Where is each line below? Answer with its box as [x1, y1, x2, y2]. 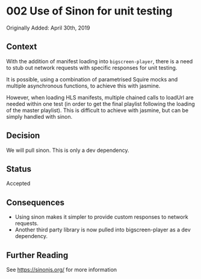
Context [6, 42, 37, 52]
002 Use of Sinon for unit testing [6, 4, 173, 18]
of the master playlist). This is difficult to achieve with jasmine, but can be [6, 107, 189, 114]
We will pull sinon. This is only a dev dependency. [6, 146, 129, 154]
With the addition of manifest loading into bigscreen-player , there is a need [6, 57, 193, 64]
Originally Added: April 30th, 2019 [6, 24, 90, 31]
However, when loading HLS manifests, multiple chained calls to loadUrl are [6, 93, 194, 101]
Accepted [6, 180, 31, 187]
